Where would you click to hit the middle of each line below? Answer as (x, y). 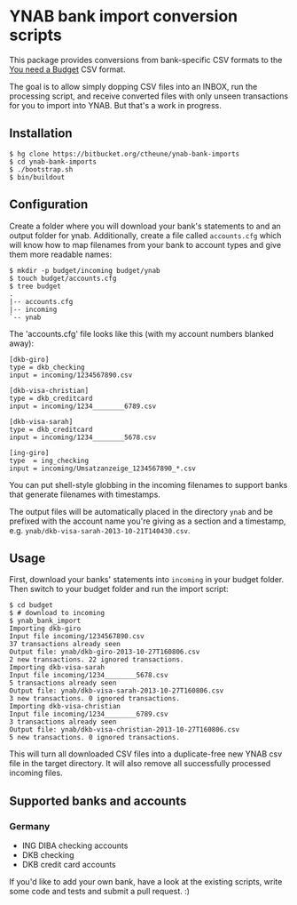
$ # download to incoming (57, 613)
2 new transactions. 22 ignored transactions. (97, 660)
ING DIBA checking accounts (75, 845)
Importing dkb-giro (45, 629)
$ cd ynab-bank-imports (53, 162)
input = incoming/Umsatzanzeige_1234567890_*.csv (103, 469)
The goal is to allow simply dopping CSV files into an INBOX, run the (133, 86)
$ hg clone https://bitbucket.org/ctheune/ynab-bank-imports (125, 154)
